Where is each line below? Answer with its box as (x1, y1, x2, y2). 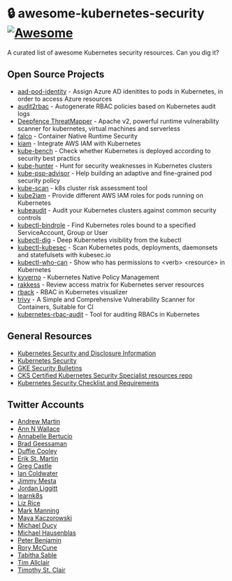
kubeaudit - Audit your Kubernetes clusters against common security (17, 206, 217, 214)
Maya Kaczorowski (17, 514, 72, 522)
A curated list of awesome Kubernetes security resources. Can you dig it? (7, 48, 219, 57)
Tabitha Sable (17, 551, 57, 559)
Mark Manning (17, 506, 59, 515)
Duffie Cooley (17, 447, 57, 455)
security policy (17, 176, 61, 185)
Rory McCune (17, 543, 57, 552)
